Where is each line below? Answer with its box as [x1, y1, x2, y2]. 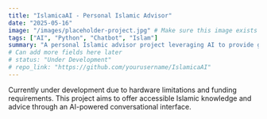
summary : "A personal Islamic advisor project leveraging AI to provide [8, 41, 254, 49]
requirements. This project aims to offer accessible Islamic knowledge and [8, 93, 252, 103]
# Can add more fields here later [8, 48, 123, 56]
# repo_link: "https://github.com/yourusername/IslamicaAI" [8, 63, 212, 71]
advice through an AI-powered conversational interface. [8, 102, 192, 111]
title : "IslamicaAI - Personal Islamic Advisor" [8, 11, 172, 20]
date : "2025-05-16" [8, 19, 73, 27]
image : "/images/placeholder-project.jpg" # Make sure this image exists [8, 26, 258, 34]
